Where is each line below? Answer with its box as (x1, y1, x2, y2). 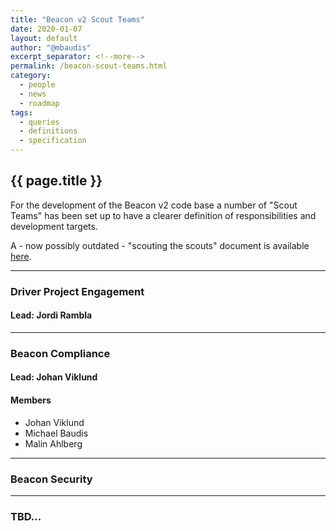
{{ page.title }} (10, 172, 103, 190)
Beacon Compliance (10, 346, 111, 360)
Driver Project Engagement (10, 284, 145, 298)
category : (10, 71, 52, 81)
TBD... (10, 509, 42, 523)
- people (19, 80, 56, 90)
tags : (10, 107, 33, 118)
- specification (19, 136, 87, 146)
